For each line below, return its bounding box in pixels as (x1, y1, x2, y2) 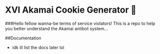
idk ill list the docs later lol (12, 44, 64, 50)
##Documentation (5, 35, 41, 41)
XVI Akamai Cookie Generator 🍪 (5, 4, 137, 16)
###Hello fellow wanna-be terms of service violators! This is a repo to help (5, 20, 156, 26)
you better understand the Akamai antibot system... (5, 25, 108, 31)
